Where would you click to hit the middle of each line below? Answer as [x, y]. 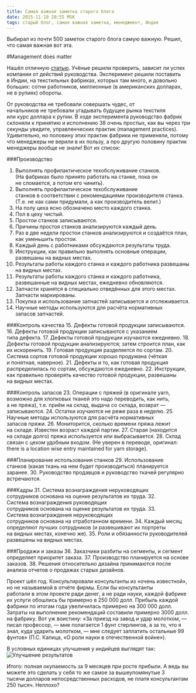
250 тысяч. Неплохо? [33, 685]
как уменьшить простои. [46, 239]
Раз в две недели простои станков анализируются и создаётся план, [102, 233]
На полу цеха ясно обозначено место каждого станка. [83, 208]
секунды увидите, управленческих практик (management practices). [92, 129]
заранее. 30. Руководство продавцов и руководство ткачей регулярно [95, 473]
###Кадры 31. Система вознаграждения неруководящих [78, 490]
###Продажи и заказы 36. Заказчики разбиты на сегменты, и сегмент [95, 551]
